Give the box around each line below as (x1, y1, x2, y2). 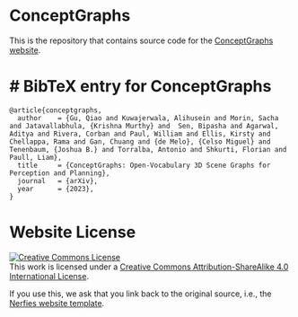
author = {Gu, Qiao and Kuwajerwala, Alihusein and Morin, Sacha (17, 113, 279, 122)
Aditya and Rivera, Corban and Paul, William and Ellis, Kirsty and (9, 129, 271, 138)
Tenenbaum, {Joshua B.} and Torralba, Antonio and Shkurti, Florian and (9, 145, 287, 154)
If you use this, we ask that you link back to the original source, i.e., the (9, 288, 272, 299)
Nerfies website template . (9, 297, 105, 308)
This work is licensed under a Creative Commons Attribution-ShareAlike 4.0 (9, 261, 289, 272)
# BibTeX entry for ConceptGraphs (9, 76, 272, 97)
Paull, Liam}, (9, 153, 63, 162)
